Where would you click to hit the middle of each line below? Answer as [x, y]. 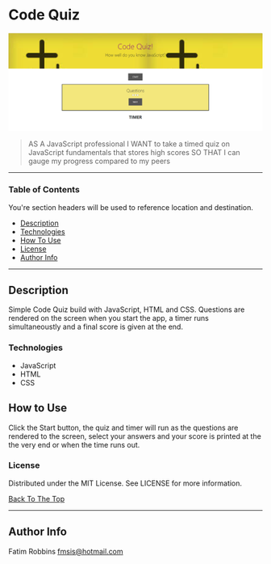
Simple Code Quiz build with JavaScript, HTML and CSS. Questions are [127, 309]
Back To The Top [37, 499]
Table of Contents [44, 190]
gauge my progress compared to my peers [99, 161]
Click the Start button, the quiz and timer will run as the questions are [123, 427]
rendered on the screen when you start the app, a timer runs [109, 318]
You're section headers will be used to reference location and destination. [131, 207]
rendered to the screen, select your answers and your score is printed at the [135, 436]
